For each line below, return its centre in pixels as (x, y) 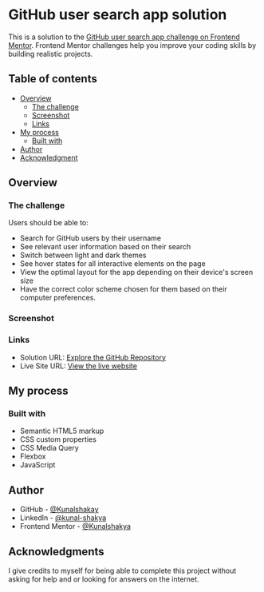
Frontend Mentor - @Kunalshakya (75, 526)
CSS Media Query (49, 448)
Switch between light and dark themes (83, 255)
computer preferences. (57, 298)
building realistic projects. (51, 54)
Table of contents (53, 79)
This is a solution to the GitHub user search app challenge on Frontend (124, 37)
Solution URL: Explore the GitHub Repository (93, 357)
